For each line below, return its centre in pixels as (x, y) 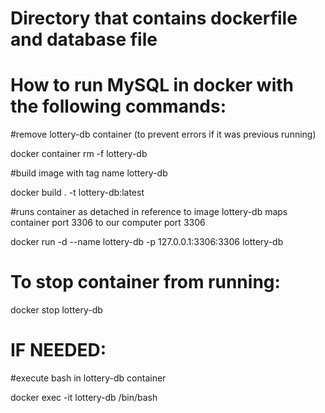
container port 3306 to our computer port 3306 (108, 223)
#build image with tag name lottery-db (89, 173)
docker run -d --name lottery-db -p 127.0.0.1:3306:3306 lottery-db (147, 242)
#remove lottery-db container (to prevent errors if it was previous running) (163, 134)
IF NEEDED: (58, 350)
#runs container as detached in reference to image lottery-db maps (149, 212)
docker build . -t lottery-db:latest (77, 193)
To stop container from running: (145, 282)
